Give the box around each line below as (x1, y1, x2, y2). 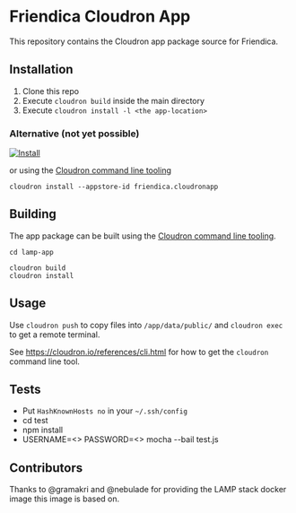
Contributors (9, 460, 83, 475)
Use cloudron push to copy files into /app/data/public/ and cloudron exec (9, 319, 283, 330)
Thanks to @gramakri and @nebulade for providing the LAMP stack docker (9, 484, 287, 495)
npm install (22, 424, 64, 436)
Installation (9, 62, 74, 77)
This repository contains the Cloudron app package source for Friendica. (9, 36, 279, 47)
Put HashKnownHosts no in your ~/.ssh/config (22, 405, 188, 416)
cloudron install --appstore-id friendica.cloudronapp (9, 182, 219, 192)
